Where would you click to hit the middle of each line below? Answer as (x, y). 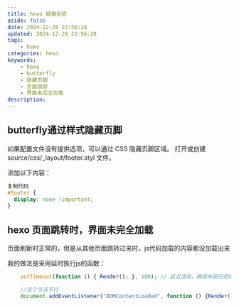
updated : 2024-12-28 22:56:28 (52, 34)
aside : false (27, 21)
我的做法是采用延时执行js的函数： (57, 263)
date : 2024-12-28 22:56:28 (47, 27)
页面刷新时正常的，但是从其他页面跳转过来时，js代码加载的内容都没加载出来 (119, 248)
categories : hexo (33, 54)
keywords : (22, 60)
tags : (15, 40)
